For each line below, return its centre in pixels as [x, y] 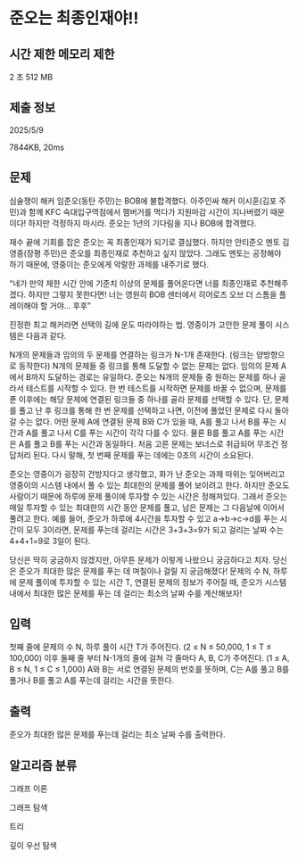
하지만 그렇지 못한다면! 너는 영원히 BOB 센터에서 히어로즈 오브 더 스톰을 [153, 294]
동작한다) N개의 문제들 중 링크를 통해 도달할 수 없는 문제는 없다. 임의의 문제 [149, 366]
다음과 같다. [46, 335]
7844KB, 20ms [37, 147]
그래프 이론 [29, 789]
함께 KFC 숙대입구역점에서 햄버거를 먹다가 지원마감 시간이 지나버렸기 [148, 211]
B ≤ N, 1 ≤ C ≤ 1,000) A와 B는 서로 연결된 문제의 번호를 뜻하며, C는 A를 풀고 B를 [149, 669]
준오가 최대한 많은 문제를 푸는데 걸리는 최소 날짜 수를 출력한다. [117, 735]
